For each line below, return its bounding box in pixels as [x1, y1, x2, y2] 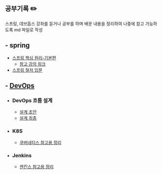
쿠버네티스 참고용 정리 [19, 139, 62, 145]
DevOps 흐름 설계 [12, 97, 53, 104]
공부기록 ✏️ [5, 4, 37, 13]
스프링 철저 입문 [12, 67, 42, 73]
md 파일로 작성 [14, 26, 43, 33]
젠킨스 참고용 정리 [19, 163, 54, 170]
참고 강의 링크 [19, 61, 46, 67]
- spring [5, 41, 30, 50]
